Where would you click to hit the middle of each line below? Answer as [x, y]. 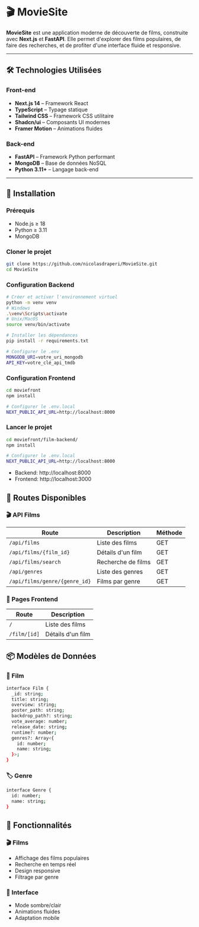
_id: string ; [28, 694]
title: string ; [30, 699]
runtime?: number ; [34, 733]
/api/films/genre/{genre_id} [50, 581]
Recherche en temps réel [45, 864]
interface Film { [28, 688]
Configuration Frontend [41, 378]
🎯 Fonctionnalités [39, 826]
